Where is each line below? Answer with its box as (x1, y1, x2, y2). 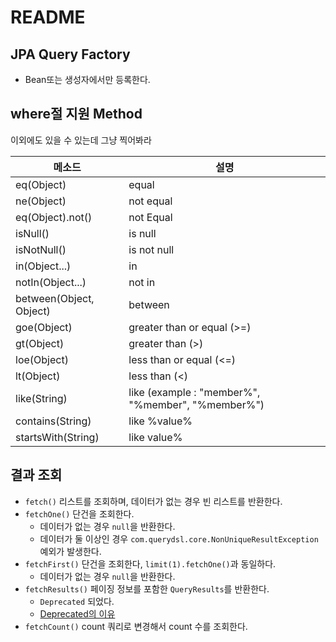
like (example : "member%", (128, 385, 261, 399)
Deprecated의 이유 (39, 607, 116, 620)
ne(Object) (15, 194, 67, 208)
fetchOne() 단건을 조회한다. (24, 507, 135, 520)
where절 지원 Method (10, 106, 143, 123)
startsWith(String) (15, 430, 100, 444)
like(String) (15, 391, 68, 405)
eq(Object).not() (15, 210, 93, 224)
